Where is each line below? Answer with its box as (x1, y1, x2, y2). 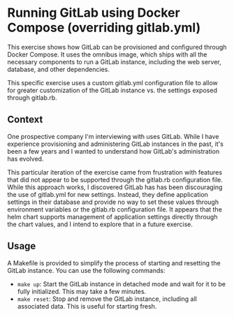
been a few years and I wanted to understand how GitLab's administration (7, 147, 220, 155)
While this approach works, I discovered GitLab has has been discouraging (7, 183, 223, 191)
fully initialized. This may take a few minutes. (17, 287, 147, 295)
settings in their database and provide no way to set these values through (7, 198, 219, 206)
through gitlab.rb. (7, 93, 57, 102)
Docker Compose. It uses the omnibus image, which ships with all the (7, 50, 207, 59)
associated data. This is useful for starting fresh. (17, 302, 157, 310)
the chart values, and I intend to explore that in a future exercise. (7, 220, 193, 228)
